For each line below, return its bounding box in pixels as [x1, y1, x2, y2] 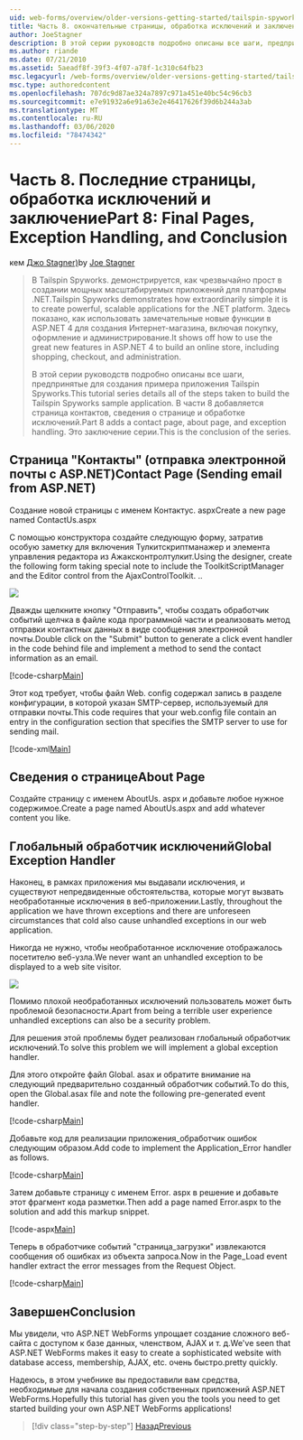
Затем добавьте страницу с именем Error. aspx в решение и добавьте [9, 1187, 280, 1198]
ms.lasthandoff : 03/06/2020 [9, 123, 115, 132]
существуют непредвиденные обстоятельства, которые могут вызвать [9, 887, 284, 897]
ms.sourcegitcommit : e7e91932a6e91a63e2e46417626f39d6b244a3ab [9, 97, 252, 107]
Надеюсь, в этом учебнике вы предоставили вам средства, [9, 1374, 241, 1386]
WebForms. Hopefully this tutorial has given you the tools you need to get [9, 1394, 280, 1405]
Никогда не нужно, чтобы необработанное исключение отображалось [9, 943, 282, 953]
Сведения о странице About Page [9, 769, 206, 785]
